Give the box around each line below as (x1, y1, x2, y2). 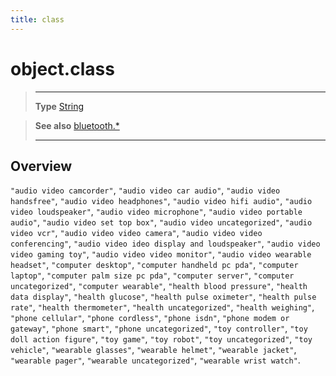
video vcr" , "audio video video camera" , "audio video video (10, 227, 263, 239)
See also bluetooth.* (34, 119, 120, 131)
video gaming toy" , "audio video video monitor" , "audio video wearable (10, 248, 312, 260)
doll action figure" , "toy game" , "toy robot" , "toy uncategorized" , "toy (10, 333, 313, 345)
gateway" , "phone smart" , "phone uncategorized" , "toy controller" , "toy (10, 322, 308, 335)
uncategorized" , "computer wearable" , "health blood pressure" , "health (10, 280, 308, 292)
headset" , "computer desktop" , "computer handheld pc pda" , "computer (10, 259, 299, 271)
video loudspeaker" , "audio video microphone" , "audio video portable (10, 206, 303, 218)
